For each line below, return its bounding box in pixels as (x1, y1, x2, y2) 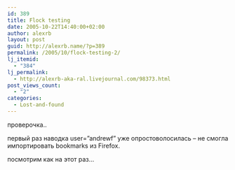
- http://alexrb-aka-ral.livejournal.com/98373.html (13, 75, 171, 83)
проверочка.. (7, 120, 47, 129)
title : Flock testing (7, 17, 71, 24)
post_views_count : (7, 82, 61, 89)
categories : (7, 95, 42, 102)
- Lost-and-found (13, 101, 65, 108)
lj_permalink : (7, 69, 49, 76)
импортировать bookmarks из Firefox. (7, 141, 121, 150)
